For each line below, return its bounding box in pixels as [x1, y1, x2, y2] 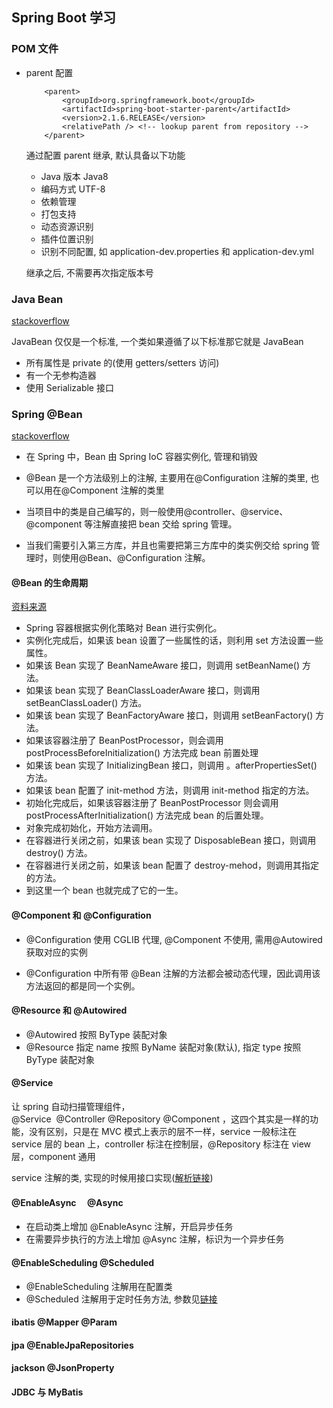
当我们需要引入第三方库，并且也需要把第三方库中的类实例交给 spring [25, 539, 309, 552]
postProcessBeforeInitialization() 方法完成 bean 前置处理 [25, 747, 259, 759]
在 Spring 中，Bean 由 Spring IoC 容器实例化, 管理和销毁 [25, 451, 258, 463]
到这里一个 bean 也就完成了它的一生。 [25, 884, 184, 897]
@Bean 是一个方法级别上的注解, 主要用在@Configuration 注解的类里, [25, 472, 309, 484]
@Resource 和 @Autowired [11, 1004, 128, 1017]
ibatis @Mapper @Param [11, 1316, 118, 1328]
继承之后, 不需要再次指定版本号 [25, 266, 154, 278]
